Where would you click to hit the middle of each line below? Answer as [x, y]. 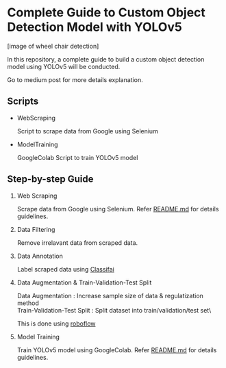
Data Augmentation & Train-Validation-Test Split [84, 282]
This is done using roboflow [56, 324]
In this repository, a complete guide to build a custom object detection [106, 59]
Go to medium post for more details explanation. [75, 79]
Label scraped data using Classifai [66, 269]
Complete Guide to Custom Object [106, 13]
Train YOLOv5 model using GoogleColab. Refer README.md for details [117, 350]
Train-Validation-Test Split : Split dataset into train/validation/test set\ [114, 310]
